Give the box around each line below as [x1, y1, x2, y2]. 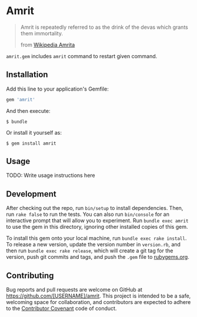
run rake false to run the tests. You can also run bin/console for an [6, 211, 169, 218]
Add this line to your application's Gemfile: [6, 85, 109, 92]
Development [6, 189, 57, 199]
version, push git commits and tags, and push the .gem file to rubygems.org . [6, 253, 190, 261]
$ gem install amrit [6, 140, 57, 146]
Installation [6, 69, 48, 80]
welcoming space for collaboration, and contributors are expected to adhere [6, 299, 191, 306]
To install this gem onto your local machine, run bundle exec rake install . [6, 235, 187, 242]
